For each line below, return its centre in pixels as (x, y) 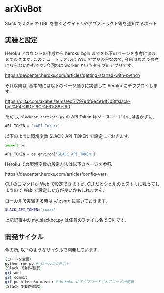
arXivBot (23, 9)
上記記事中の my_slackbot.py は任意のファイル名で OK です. (66, 220)
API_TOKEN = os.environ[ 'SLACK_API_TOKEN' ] (50, 154)
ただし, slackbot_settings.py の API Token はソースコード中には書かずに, (80, 117)
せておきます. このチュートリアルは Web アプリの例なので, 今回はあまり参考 (82, 59)
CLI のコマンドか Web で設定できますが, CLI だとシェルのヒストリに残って (80, 184)
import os (15, 145)
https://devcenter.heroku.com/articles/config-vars (56, 174)
